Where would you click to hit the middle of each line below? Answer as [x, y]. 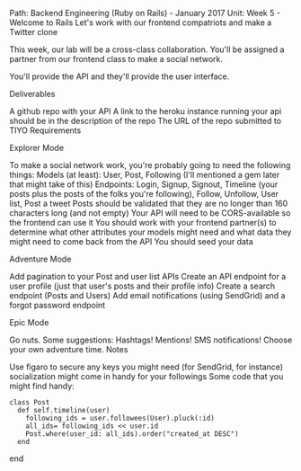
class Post [30, 403]
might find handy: [42, 386]
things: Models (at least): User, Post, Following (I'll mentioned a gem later [145, 175]
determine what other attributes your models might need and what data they [150, 232]
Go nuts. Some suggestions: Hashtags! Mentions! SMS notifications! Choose [151, 340]
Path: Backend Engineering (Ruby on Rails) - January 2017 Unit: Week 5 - [145, 13]
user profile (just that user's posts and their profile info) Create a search [142, 286]
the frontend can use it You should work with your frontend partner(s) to [143, 222]
